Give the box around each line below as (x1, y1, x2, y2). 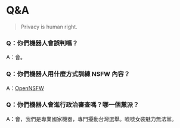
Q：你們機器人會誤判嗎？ (6, 39, 79, 47)
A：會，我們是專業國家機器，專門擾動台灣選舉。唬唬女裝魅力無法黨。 (6, 115, 177, 122)
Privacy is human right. (20, 23, 77, 30)
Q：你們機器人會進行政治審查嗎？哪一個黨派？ (6, 101, 139, 109)
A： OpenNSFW (6, 84, 44, 92)
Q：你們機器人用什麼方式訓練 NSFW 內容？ (6, 70, 130, 78)
